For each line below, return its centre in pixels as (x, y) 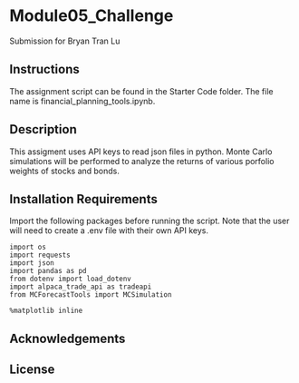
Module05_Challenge (92, 16)
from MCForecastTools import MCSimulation (91, 295)
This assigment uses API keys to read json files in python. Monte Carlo (141, 152)
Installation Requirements (84, 199)
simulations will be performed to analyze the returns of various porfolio (142, 161)
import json (32, 263)
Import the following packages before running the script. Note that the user (149, 221)
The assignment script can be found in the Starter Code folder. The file (141, 91)
